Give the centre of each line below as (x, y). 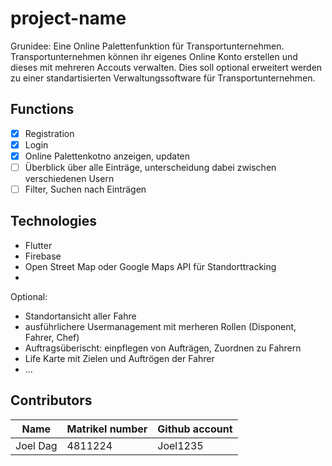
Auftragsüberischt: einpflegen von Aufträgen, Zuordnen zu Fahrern (163, 348)
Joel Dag (36, 445)
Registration (49, 133)
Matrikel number (107, 429)
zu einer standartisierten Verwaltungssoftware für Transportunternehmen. (163, 78)
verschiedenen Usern (69, 178)
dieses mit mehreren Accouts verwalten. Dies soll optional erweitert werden (166, 67)
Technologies (54, 221)
